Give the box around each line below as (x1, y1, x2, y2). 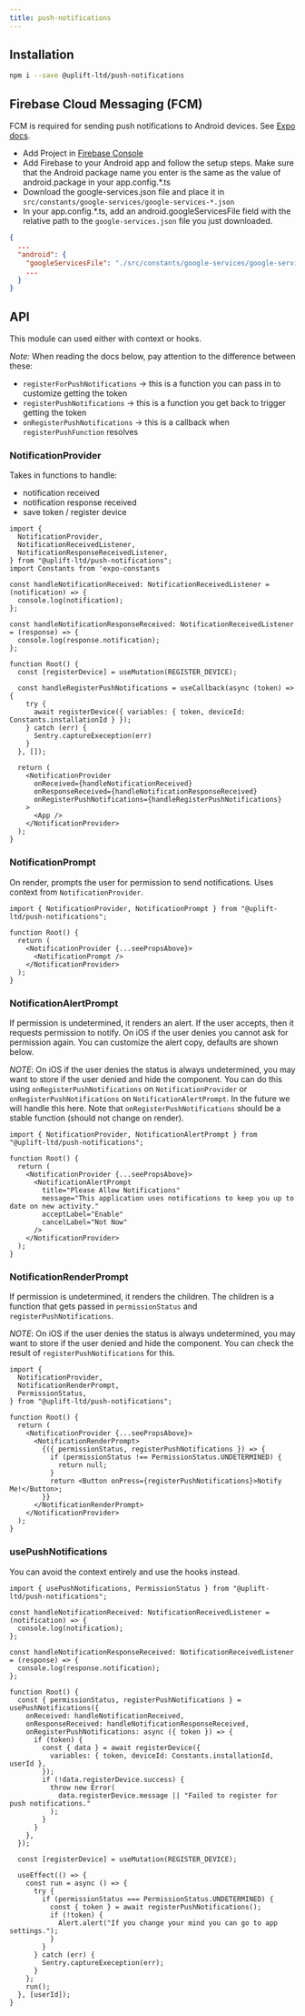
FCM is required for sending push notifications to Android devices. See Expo (9, 120, 296, 132)
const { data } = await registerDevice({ (42, 1743, 202, 1752)
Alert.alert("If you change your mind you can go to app (57, 1918, 279, 1928)
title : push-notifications (9, 13, 112, 23)
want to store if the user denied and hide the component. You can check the (9, 1338, 294, 1349)
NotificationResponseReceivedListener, (17, 548, 169, 558)
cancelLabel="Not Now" (42, 1217, 128, 1227)
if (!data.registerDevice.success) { (42, 1775, 184, 1784)
